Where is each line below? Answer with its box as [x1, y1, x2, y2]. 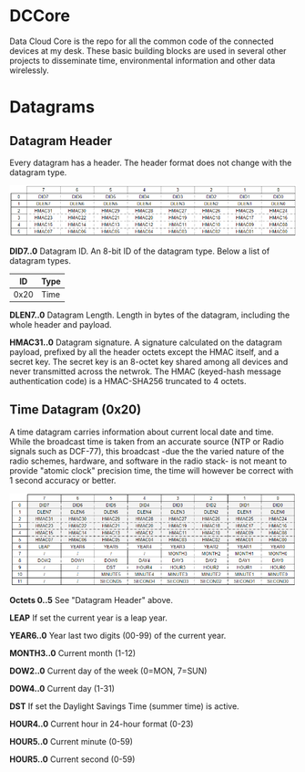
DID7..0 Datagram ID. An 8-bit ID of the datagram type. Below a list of [9, 245, 270, 256]
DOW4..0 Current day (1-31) [9, 683, 116, 694]
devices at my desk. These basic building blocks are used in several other [9, 45, 287, 56]
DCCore [9, 5, 71, 26]
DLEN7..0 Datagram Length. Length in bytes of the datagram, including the [9, 309, 290, 320]
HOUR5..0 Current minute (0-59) [9, 736, 134, 747]
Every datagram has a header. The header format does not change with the [9, 157, 292, 168]
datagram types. [9, 256, 71, 266]
